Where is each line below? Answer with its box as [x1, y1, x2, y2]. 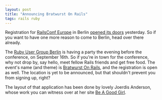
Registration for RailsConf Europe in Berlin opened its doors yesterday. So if [5, 30, 156, 35]
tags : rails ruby [5, 16, 40, 21]
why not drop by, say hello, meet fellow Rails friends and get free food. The [5, 59, 155, 66]
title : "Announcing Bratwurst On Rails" [5, 12, 88, 17]
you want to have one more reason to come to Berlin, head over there [5, 34, 144, 40]
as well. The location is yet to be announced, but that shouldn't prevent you [5, 70, 156, 76]
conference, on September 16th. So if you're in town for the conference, [5, 54, 149, 60]
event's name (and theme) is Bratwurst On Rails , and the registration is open [5, 65, 158, 70]
